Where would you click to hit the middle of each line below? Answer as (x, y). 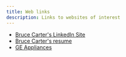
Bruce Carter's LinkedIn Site (50, 34)
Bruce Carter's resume (43, 41)
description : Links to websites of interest (63, 17)
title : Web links (28, 12)
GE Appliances (33, 47)
